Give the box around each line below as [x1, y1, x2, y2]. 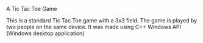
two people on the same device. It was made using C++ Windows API [6, 24, 182, 30]
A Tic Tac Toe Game [6, 5, 57, 12]
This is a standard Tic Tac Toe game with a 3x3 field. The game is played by [6, 17, 198, 24]
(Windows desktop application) [6, 30, 85, 37]
